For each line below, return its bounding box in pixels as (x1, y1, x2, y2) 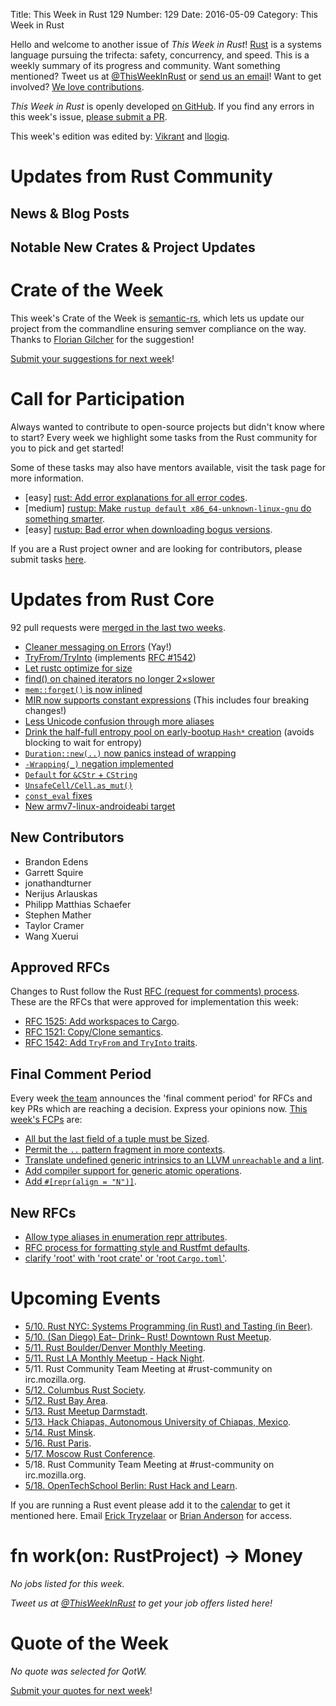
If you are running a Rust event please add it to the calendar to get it (10, 1499, 291, 1511)
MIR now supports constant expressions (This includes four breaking (24, 694, 310, 706)
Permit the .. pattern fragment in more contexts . (24, 1144, 226, 1156)
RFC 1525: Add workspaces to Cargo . (24, 1015, 180, 1028)
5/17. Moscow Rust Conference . (24, 1447, 156, 1459)
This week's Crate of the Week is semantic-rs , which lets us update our (10, 312, 305, 324)
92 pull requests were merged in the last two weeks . (10, 621, 227, 633)
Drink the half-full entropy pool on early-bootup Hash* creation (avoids (24, 725, 315, 738)
